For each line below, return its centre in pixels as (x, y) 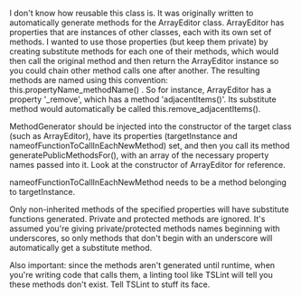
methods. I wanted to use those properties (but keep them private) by (139, 42)
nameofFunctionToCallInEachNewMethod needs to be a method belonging (148, 182)
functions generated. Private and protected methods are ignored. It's (137, 219)
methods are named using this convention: (89, 80)
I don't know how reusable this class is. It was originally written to (132, 13)
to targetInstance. (42, 192)
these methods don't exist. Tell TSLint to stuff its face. (110, 284)
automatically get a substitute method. (81, 248)
